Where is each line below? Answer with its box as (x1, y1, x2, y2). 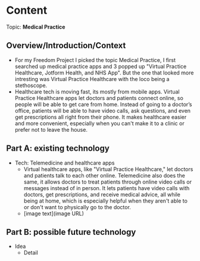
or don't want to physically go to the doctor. (23, 203, 131, 210)
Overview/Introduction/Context (6, 41, 126, 51)
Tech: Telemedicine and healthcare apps (14, 159, 115, 166)
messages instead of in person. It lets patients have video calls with (23, 184, 190, 191)
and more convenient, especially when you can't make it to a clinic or (14, 120, 185, 127)
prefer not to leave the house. (14, 126, 88, 133)
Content (6, 4, 48, 17)
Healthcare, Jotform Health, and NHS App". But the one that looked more (14, 69, 194, 76)
